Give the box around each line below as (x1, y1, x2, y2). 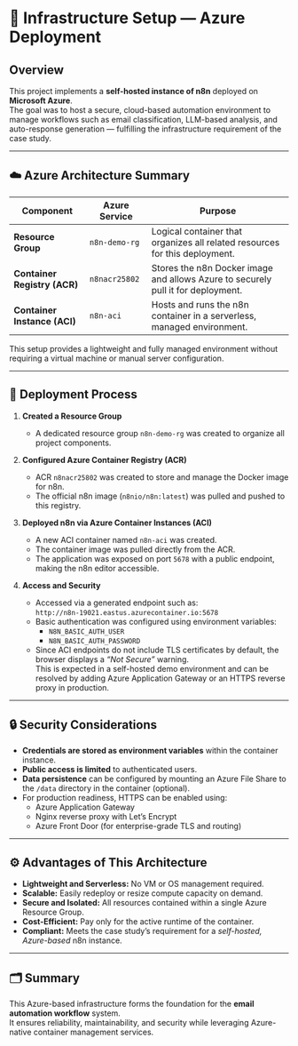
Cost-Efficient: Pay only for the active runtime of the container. (21, 916, 255, 927)
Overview (9, 62, 65, 77)
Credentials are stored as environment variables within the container (21, 746, 278, 756)
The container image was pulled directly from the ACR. (35, 544, 236, 555)
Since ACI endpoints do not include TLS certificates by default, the (35, 644, 279, 655)
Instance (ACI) (13, 315, 76, 327)
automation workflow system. (9, 1008, 122, 1018)
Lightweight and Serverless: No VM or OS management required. (21, 879, 264, 890)
